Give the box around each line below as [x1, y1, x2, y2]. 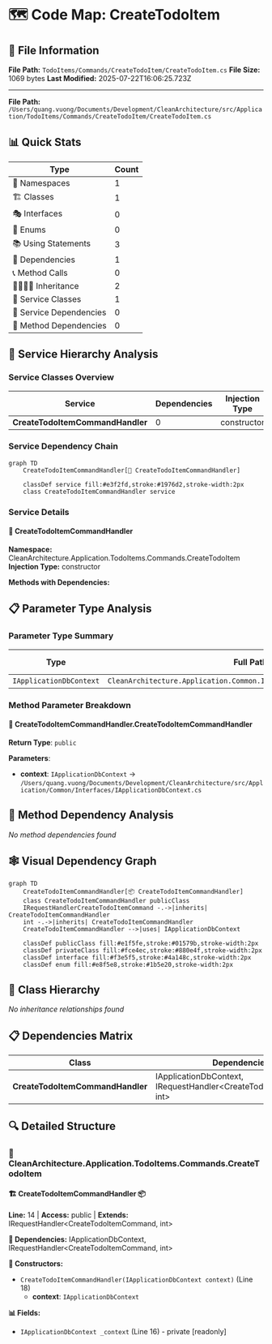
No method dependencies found [8, 830, 117, 839]
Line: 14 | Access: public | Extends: [8, 1209, 129, 1220]
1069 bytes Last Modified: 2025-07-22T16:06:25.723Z [8, 74, 192, 83]
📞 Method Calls [12, 267, 68, 278]
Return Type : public [8, 737, 77, 747]
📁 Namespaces [12, 177, 70, 188]
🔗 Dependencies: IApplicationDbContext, [8, 1234, 147, 1244]
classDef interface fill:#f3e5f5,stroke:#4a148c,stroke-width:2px [23, 954, 252, 962]
